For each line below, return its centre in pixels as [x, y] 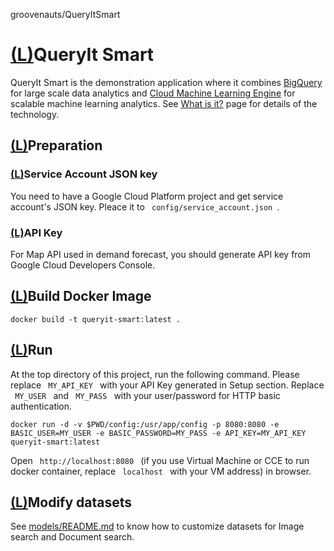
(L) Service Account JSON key [84, 174]
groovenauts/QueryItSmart [65, 14]
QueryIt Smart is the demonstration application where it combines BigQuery [166, 82]
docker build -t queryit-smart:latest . [96, 319]
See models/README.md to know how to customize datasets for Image [157, 526]
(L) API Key [36, 232]
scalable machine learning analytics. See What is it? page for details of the [164, 103]
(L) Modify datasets [71, 502]
